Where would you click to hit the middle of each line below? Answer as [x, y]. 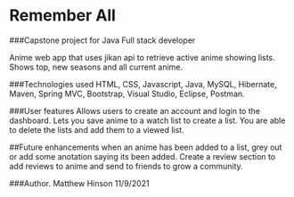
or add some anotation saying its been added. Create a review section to [143, 156]
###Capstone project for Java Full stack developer [102, 40]
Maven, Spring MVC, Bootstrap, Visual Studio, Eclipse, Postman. [127, 94]
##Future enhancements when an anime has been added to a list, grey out [146, 147]
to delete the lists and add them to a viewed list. [97, 129]
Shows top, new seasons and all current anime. [96, 67]
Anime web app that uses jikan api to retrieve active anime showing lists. [143, 57]
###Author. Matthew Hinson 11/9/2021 [79, 183]
